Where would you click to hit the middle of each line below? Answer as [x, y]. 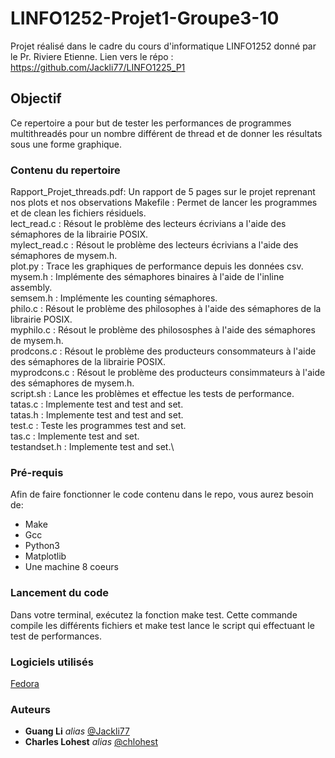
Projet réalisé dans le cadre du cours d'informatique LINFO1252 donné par [163, 46]
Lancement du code [60, 593]
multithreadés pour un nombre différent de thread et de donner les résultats [166, 133]
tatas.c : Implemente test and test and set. [97, 404]
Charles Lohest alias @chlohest [91, 742]
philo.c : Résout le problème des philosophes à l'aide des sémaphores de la [166, 309]
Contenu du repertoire [65, 170]
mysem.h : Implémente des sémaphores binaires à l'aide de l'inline [147, 277]
